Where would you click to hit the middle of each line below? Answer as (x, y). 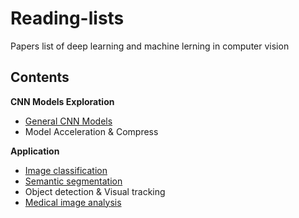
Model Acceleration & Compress (91, 131)
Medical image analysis (73, 202)
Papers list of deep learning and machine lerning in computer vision (150, 46)
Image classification (66, 170)
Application (35, 151)
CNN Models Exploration (62, 101)
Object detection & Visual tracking (95, 191)
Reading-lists (67, 18)
